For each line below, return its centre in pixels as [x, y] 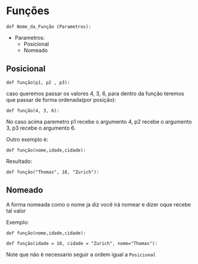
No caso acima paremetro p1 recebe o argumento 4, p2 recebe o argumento [99, 121]
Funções [28, 11]
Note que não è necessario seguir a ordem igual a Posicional [81, 254]
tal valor [16, 211]
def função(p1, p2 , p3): [38, 82]
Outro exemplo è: [27, 139]
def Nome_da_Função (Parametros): [49, 27]
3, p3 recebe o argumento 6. [41, 128]
